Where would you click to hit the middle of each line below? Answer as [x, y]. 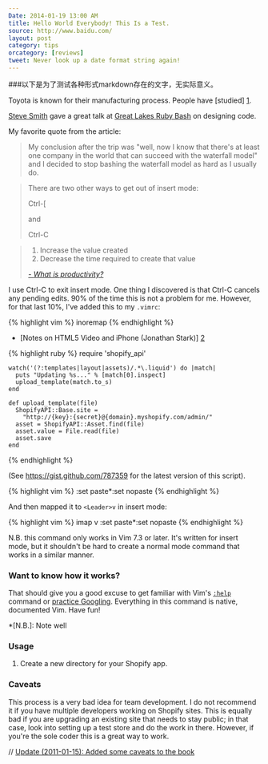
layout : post [30, 38]
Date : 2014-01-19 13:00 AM [53, 16]
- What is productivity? [66, 274]
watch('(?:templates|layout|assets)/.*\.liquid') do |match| [112, 368]
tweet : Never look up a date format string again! [94, 61]
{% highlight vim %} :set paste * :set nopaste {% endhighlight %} [114, 491]
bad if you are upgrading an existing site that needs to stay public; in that [128, 719]
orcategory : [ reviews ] [46, 53]
